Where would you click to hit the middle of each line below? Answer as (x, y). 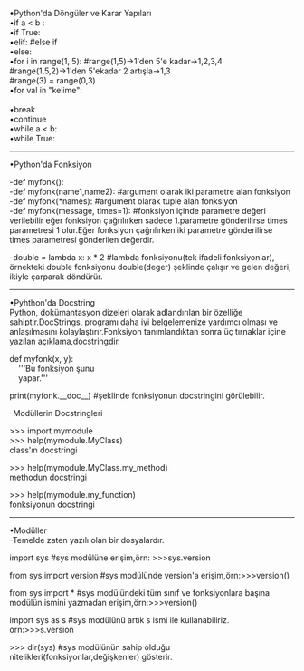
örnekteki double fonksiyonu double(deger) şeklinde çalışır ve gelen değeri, (150, 267)
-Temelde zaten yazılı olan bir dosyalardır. (87, 540)
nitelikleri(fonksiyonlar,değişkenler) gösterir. (91, 657)
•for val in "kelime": (46, 90)
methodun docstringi (48, 477)
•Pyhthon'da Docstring (52, 302)
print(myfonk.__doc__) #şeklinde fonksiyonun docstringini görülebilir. (137, 395)
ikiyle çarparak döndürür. (56, 277)
